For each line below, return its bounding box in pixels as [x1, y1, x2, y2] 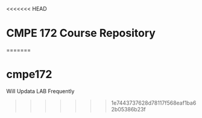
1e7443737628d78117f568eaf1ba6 [111, 99, 197, 107]
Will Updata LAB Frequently [6, 87, 75, 94]
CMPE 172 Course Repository [6, 27, 156, 40]
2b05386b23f [111, 105, 146, 113]
